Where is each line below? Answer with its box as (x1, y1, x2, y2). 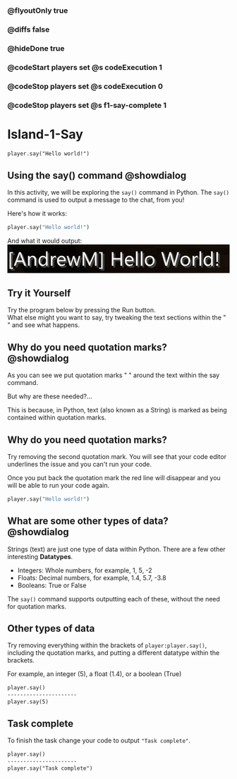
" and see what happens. (7, 321, 80, 329)
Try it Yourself (7, 287, 71, 299)
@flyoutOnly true (7, 6, 68, 16)
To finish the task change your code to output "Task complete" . (7, 736, 191, 745)
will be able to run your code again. (7, 481, 110, 489)
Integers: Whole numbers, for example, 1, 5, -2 (17, 566, 153, 575)
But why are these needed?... (7, 392, 92, 400)
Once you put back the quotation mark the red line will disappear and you (7, 473, 221, 481)
